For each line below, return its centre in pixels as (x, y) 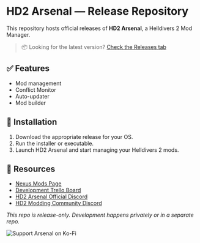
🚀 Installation (32, 122)
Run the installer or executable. (54, 143)
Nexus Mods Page (38, 184)
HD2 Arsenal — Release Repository (97, 11)
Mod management (38, 83)
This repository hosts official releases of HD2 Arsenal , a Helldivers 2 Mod (99, 28)
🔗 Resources (31, 169)
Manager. (18, 34)
